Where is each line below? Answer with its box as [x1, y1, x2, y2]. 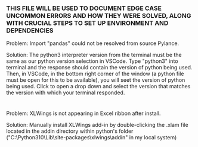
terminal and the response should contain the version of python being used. [6, 64, 193, 71]
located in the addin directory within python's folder [6, 127, 134, 135]
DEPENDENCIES [6, 26, 54, 34]
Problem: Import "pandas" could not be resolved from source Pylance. [6, 40, 180, 47]
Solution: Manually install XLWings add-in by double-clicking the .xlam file [6, 122, 189, 129]
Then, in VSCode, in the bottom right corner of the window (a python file [6, 70, 184, 78]
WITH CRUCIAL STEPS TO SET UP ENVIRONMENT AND [6, 19, 169, 27]
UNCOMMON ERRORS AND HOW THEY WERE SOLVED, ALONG [6, 11, 191, 20]
